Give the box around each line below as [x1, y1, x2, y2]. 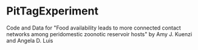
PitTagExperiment [6, 4, 99, 18]
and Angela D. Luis [6, 37, 53, 44]
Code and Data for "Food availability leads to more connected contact [6, 24, 181, 31]
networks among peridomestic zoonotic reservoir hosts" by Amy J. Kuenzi [6, 30, 193, 37]
